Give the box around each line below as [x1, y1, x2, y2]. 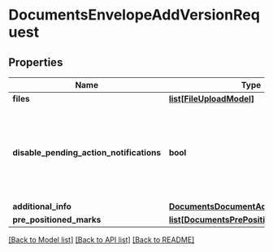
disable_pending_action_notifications [12, 147, 161, 158]
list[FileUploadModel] [168, 93, 254, 104]
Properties [8, 55, 63, 69]
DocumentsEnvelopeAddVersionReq [8, 6, 260, 24]
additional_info [12, 201, 71, 212]
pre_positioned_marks [12, 214, 102, 225]
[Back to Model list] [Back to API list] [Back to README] [8, 235, 195, 245]
